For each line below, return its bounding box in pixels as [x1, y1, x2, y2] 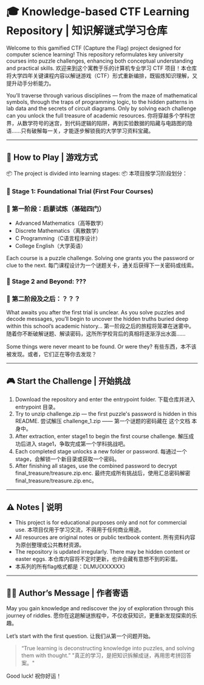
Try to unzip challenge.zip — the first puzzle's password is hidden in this [15, 410, 197, 417]
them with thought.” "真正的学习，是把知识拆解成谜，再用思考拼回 [21, 652, 186, 659]
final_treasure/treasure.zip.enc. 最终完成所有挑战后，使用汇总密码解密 [15, 469, 191, 477]
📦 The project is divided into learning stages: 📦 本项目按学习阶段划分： [6, 170, 188, 177]
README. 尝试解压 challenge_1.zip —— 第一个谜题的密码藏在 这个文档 [15, 418, 191, 424]
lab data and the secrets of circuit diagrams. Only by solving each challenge [6, 105, 197, 112]
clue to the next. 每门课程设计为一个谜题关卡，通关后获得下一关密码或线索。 [6, 261, 197, 269]
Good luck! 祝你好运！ [6, 672, 62, 680]
